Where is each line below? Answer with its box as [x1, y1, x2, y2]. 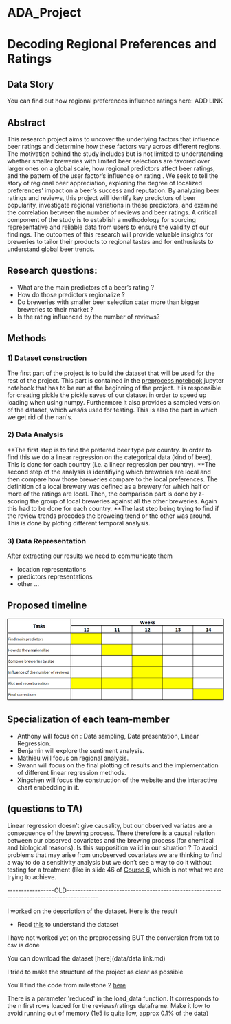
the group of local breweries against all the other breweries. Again [30, 496, 217, 505]
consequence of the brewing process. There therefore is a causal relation [7, 829, 215, 837]
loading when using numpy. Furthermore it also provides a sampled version [7, 398, 221, 406]
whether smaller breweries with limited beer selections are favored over [7, 157, 210, 165]
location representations [16, 565, 87, 574]
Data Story [7, 78, 54, 90]
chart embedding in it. [16, 783, 80, 791]
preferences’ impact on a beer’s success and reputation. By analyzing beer [7, 186, 220, 194]
